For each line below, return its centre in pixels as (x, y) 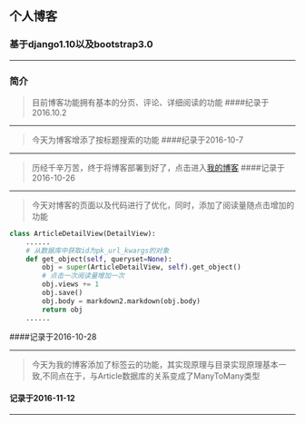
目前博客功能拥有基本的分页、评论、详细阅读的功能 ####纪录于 (150, 102)
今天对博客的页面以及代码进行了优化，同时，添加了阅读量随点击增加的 (163, 205)
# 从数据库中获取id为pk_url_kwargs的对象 (98, 251)
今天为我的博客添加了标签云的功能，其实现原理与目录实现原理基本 (155, 364)
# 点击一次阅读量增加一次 (84, 276)
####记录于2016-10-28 (53, 336)
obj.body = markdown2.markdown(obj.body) (122, 301)
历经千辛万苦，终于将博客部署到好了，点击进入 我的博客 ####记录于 (158, 167)
